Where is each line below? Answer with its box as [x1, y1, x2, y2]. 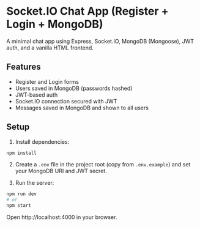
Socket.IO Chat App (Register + [6, 4, 169, 18]
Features [6, 62, 41, 72]
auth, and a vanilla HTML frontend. [6, 44, 94, 51]
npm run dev [6, 191, 37, 197]
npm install [6, 150, 37, 156]
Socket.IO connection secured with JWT [15, 97, 117, 105]
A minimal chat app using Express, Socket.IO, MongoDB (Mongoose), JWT [6, 37, 194, 45]
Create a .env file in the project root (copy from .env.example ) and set [15, 161, 191, 168]
